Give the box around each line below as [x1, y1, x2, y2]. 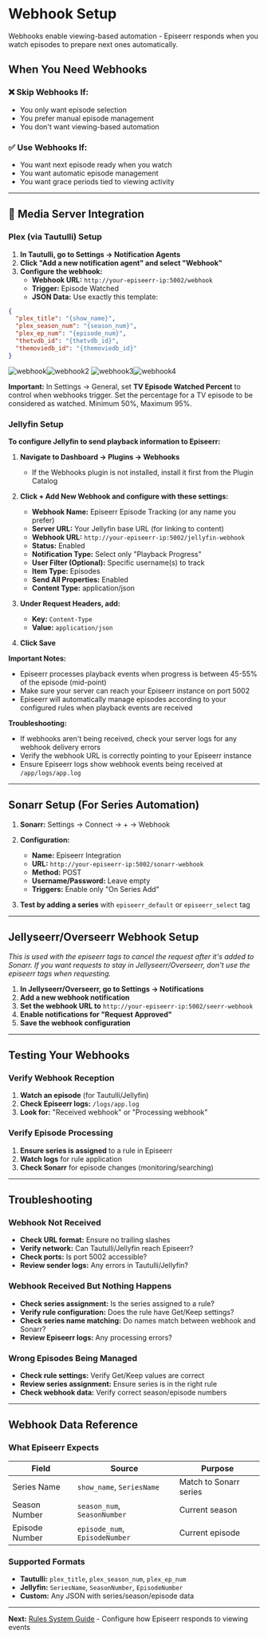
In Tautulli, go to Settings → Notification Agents [19, 249, 181, 259]
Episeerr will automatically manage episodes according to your [19, 695, 227, 705]
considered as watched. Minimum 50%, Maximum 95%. [8, 398, 193, 408]
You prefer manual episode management [19, 113, 154, 123]
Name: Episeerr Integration [31, 851, 121, 860]
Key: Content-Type [31, 614, 93, 624]
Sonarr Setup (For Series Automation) [8, 799, 199, 812]
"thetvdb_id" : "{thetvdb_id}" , [15, 337, 120, 345]
